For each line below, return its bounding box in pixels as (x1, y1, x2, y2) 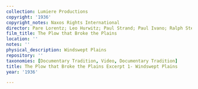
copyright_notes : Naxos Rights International (6, 19, 120, 25)
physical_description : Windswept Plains (6, 47, 107, 53)
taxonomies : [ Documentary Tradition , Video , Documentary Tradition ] (6, 58, 178, 64)
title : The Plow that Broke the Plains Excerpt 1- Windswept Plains (6, 63, 178, 70)
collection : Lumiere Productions (6, 8, 88, 15)
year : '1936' (6, 69, 38, 75)
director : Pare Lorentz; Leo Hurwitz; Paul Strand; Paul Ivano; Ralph (6, 25, 183, 31)
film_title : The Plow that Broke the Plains (6, 31, 117, 37)
